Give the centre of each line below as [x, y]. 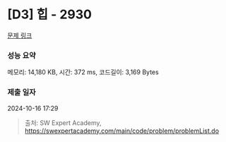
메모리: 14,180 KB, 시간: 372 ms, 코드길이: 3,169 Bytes [83, 72]
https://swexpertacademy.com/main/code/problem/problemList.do [122, 131]
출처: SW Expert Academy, [63, 123]
